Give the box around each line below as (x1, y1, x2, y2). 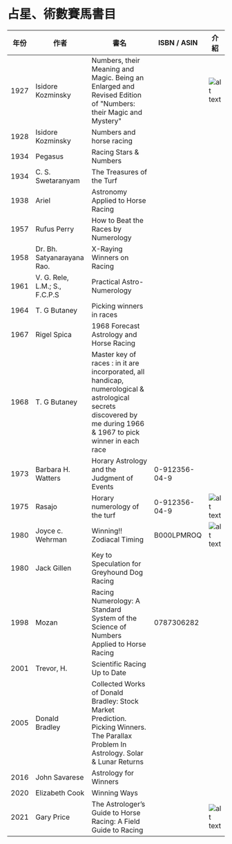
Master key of (91, 349, 137, 359)
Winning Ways (91, 788, 138, 798)
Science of (91, 622, 126, 632)
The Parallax (91, 731, 133, 740)
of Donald (91, 688, 124, 697)
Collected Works (91, 679, 146, 688)
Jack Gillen (35, 563, 72, 573)
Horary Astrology (91, 456, 147, 466)
